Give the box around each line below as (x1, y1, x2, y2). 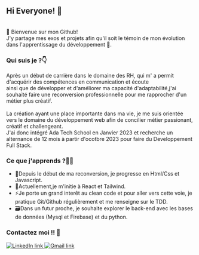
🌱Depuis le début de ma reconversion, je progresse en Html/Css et (14, 170, 180, 177)
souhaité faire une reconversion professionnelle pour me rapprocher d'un (6, 91, 187, 99)
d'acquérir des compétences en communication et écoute (6, 78, 149, 85)
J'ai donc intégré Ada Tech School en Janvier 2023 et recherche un (6, 129, 173, 136)
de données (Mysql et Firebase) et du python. (14, 213, 128, 221)
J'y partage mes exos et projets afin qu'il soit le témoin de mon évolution (6, 34, 185, 42)
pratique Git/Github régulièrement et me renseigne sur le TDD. (14, 198, 169, 205)
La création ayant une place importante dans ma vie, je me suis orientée (6, 110, 183, 117)
